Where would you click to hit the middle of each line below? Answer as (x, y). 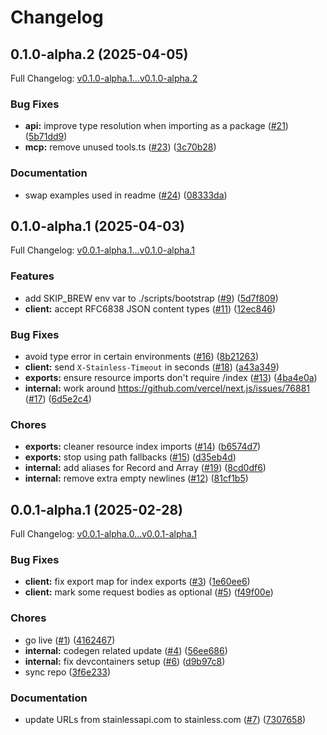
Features (32, 276)
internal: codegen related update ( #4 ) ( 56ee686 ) (126, 650)
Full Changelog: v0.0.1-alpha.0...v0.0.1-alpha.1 (104, 534)
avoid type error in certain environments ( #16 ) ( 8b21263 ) (142, 356)
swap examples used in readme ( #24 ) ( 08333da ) (126, 195)
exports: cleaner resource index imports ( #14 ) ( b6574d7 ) (143, 447)
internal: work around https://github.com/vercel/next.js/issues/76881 (167, 388)
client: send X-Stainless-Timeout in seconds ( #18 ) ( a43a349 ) (152, 367)
